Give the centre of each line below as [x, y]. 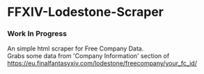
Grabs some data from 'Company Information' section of [88, 56]
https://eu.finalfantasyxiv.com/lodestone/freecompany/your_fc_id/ [102, 64]
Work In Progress [37, 34]
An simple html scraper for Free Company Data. [76, 48]
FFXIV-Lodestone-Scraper [85, 12]
